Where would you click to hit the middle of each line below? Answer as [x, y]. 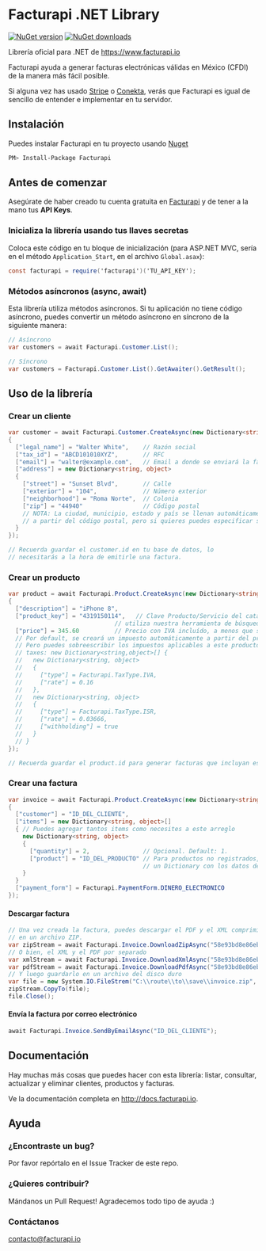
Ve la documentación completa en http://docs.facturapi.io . [103, 1098]
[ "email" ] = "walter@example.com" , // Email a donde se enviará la [132, 462]
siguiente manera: [38, 325]
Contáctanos [34, 1222]
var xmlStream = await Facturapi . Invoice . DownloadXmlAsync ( [110, 959]
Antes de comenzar [57, 183]
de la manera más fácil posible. [59, 75]
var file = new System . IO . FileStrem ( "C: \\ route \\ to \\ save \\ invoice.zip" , [133, 982]
